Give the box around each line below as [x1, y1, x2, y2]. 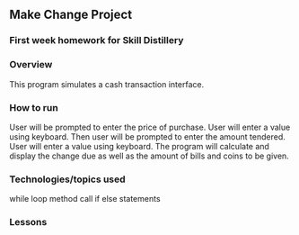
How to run [9, 101, 58, 113]
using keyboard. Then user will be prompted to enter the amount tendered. [9, 131, 286, 142]
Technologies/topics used [9, 173, 126, 185]
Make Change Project [9, 7, 133, 23]
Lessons [9, 216, 48, 229]
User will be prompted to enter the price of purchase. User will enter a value [9, 122, 291, 132]
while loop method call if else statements [9, 194, 161, 204]
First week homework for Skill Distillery [9, 34, 184, 47]
